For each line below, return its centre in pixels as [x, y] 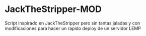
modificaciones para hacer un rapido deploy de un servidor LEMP [73, 28]
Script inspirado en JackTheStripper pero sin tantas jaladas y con [72, 23]
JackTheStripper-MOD [53, 9]
